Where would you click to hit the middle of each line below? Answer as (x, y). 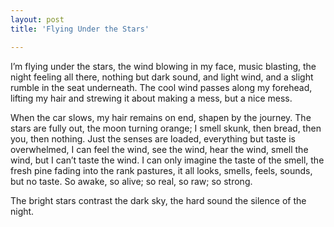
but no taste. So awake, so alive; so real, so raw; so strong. (131, 181)
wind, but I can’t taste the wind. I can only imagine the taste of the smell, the (167, 160)
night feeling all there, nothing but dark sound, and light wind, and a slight (162, 77)
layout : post (37, 19)
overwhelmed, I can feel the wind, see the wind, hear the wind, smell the (159, 149)
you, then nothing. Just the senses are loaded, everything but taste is (153, 138)
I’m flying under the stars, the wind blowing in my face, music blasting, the (163, 66)
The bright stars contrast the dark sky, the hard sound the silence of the (158, 200)
